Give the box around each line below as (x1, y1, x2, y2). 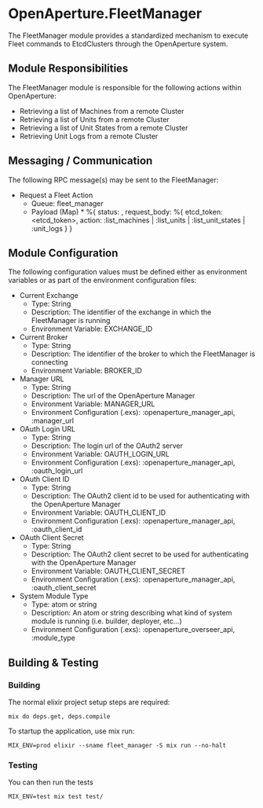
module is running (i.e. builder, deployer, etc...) (31, 616, 182, 626)
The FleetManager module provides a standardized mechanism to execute (8, 31, 249, 40)
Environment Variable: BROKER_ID (31, 366, 143, 376)
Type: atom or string (31, 600, 97, 609)
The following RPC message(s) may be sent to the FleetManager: (8, 174, 219, 185)
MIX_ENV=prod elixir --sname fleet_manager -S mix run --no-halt (8, 742, 226, 750)
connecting (31, 358, 68, 367)
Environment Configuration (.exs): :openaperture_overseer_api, (31, 625, 236, 634)
